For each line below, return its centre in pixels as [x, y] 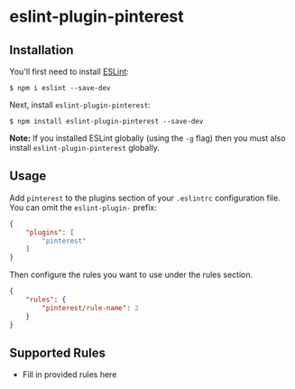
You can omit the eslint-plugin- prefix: [83, 207]
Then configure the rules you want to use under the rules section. [131, 275]
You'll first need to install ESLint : [69, 71]
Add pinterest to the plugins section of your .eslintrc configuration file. [145, 198]
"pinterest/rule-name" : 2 [91, 308]
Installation [41, 50]
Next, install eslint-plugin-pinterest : [80, 105]
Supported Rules [58, 352]
